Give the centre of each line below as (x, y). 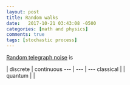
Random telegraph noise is (40, 57)
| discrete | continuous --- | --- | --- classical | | (66, 69)
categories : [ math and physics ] (47, 29)
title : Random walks (32, 18)
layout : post (23, 12)
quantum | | (21, 76)
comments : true (26, 35)
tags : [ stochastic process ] (42, 40)
